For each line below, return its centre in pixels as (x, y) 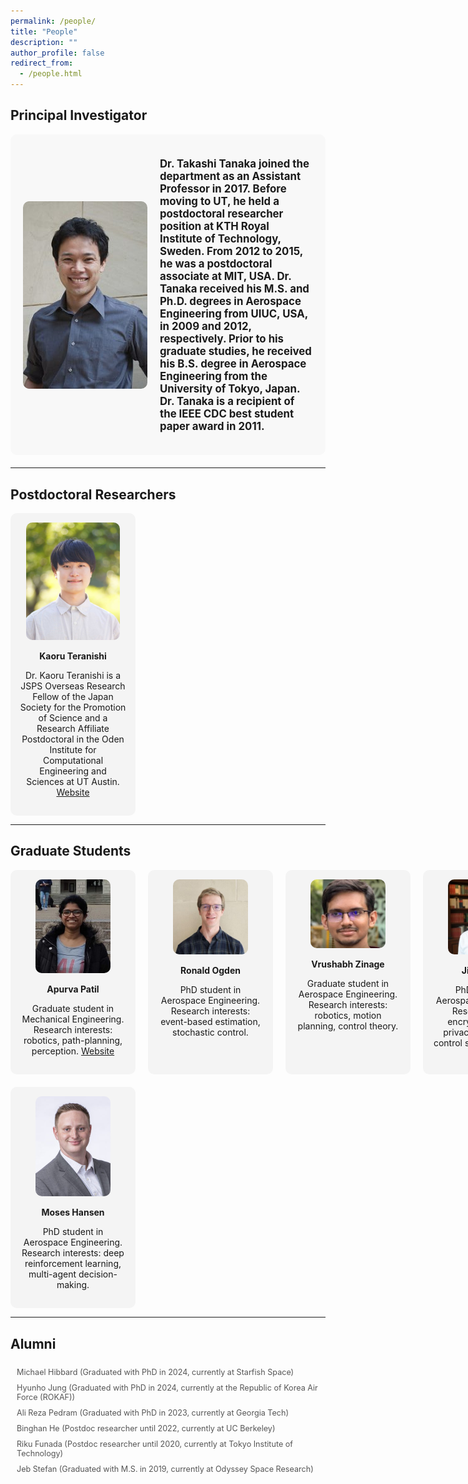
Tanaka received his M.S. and (234, 288)
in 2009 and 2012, (205, 326)
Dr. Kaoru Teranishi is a (73, 675)
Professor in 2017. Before (223, 188)
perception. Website (73, 1051)
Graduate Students (71, 851)
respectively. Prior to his (222, 338)
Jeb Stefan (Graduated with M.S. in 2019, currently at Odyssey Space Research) (165, 1468)
